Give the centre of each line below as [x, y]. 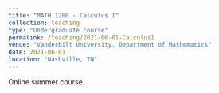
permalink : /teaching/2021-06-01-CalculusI [82, 37]
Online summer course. [47, 82]
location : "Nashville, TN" [53, 60]
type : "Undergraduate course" [59, 30]
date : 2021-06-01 [37, 52]
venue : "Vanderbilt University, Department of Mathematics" [110, 45]
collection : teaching [44, 23]
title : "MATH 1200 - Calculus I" [64, 15]
